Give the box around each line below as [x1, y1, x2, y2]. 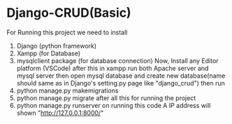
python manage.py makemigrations [16, 86, 119, 95]
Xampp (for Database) [16, 49, 81, 57]
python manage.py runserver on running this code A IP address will [16, 101, 211, 109]
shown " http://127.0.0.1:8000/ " [16, 109, 104, 117]
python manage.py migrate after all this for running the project [16, 93, 196, 102]
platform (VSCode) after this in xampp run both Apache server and [16, 64, 209, 72]
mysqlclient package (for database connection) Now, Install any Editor [16, 56, 219, 64]
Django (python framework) [16, 41, 97, 50]
